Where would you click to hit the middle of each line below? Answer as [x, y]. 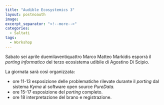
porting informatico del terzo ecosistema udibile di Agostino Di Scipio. [77, 62]
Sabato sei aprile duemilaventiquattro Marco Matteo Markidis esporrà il [78, 56]
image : [12, 19]
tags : [11, 38]
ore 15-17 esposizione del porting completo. [57, 92]
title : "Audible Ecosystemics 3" [40, 10]
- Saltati [20, 33]
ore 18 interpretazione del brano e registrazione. [62, 97]
